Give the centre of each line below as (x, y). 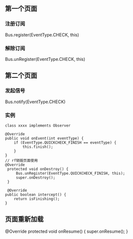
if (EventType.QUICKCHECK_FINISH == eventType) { (65, 143)
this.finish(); (38, 147)
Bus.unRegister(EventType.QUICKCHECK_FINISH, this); (70, 173)
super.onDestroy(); (36, 177)
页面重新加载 (24, 219)
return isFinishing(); (37, 199)
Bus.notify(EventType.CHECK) (35, 102)
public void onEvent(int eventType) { (44, 138)
